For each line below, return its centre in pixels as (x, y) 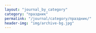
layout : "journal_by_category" (36, 9)
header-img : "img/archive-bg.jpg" (40, 23)
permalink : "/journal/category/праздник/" (48, 18)
